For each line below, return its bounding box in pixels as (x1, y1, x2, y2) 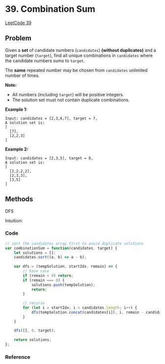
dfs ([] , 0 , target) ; (14, 328, 56, 333)
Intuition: (5, 218, 23, 223)
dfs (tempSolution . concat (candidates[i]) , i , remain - (31, 310, 144, 315)
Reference (5, 354, 30, 361)
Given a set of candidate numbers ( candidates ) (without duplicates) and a (5, 47, 156, 53)
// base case (23, 269, 50, 274)
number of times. (5, 73, 40, 78)
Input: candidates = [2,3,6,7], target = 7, (5, 116, 98, 121)
